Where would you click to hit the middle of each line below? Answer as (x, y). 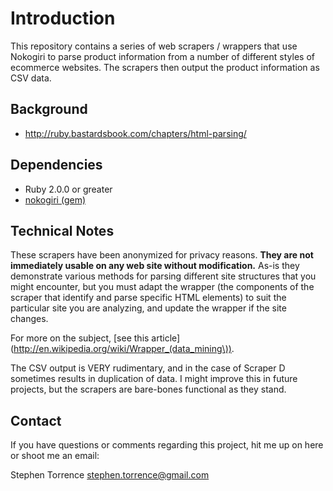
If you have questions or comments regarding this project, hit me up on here (167, 445)
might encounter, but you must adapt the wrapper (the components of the (162, 287)
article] (166, 338)
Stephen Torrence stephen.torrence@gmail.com (110, 475)
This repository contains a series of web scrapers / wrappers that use (154, 46)
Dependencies (56, 165)
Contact (36, 420)
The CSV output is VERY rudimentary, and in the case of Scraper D (148, 368)
